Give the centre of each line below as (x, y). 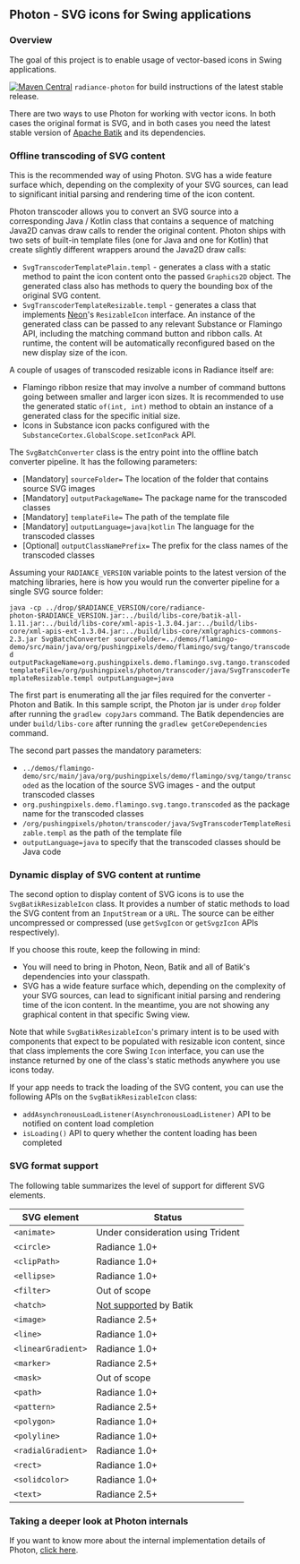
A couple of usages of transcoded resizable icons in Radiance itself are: (142, 370)
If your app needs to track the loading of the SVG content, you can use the (146, 1088)
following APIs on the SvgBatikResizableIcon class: (103, 1097)
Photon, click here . (44, 1550)
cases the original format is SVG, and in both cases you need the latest (140, 123)
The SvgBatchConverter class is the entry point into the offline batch (134, 452)
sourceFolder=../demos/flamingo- (176, 639)
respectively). (34, 932)
